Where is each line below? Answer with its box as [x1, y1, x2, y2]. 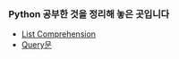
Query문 [21, 39, 53, 50]
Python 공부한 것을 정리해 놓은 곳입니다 [8, 7, 170, 20]
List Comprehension [21, 29, 96, 39]
